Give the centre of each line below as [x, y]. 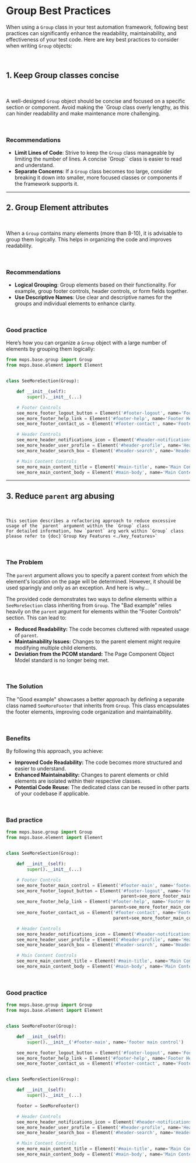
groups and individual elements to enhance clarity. [75, 303]
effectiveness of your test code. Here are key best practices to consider [92, 39]
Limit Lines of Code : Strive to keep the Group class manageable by [94, 153]
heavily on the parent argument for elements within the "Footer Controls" [94, 611]
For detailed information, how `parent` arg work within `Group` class [95, 531]
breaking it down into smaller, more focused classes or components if [98, 178]
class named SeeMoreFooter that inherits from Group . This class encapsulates [98, 705]
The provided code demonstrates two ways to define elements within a [91, 599]
